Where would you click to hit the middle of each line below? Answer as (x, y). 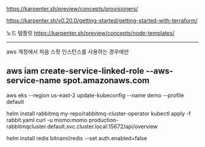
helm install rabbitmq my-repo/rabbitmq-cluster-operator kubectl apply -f (99, 113)
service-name (34, 80)
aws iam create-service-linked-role (75, 71)
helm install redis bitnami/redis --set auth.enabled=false (77, 138)
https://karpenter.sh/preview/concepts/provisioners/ (72, 9)
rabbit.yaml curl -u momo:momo (47, 120)
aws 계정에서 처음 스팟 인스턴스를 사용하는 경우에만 (68, 52)
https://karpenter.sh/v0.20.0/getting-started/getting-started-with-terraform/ (102, 20)
